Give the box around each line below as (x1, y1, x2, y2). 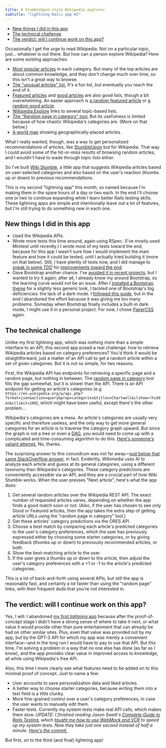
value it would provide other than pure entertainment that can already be (5, 623, 154, 630)
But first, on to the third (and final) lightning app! (5, 737, 104, 743)
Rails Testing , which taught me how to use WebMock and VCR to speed (12, 717, 159, 723)
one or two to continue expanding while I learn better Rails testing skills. (5, 194, 152, 201)
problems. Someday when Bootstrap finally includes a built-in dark (12, 301, 149, 308)
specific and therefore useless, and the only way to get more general (5, 420, 146, 426)
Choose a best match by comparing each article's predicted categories (12, 524, 158, 530)
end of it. (12, 87, 31, 93)
